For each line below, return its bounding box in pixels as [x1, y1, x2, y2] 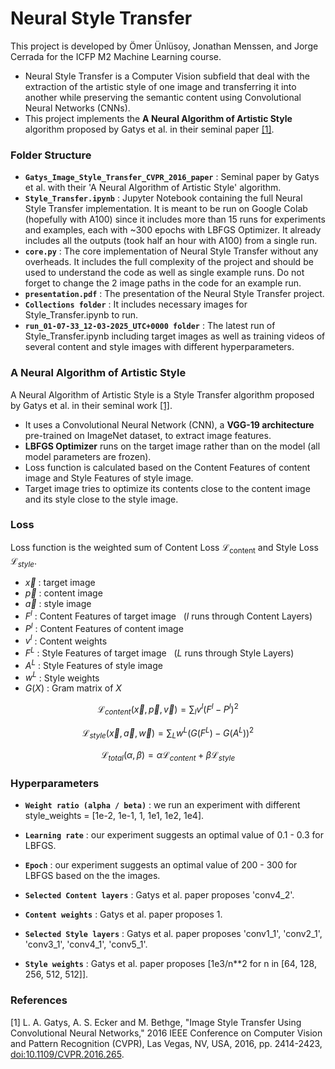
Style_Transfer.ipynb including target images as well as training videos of [24, 330, 326, 342]
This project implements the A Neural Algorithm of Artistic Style [24, 112, 293, 124]
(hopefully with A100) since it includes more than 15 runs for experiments [24, 213, 326, 226]
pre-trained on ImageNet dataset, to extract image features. [24, 429, 272, 441]
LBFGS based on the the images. [24, 870, 161, 882]
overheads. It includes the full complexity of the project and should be [24, 256, 314, 268]
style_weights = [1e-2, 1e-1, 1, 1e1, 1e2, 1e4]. [24, 810, 205, 822]
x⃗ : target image [24, 577, 96, 589]
